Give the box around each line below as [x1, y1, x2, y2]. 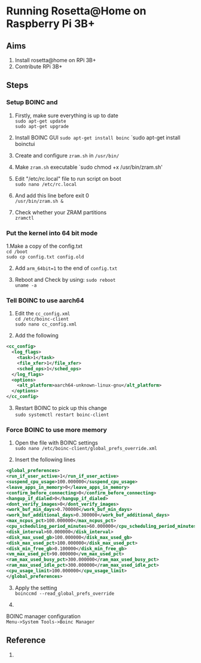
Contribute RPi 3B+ [14, 63, 63, 70]
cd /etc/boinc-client [14, 316, 69, 323]
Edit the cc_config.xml [14, 310, 71, 317]
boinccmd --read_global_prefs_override [14, 591, 115, 597]
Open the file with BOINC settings [14, 439, 98, 446]
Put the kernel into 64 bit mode [6, 229, 98, 237]
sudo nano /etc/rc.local [14, 181, 77, 187]
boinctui [14, 140, 35, 147]
